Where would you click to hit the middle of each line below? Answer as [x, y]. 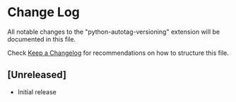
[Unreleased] [37, 75]
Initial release [37, 91]
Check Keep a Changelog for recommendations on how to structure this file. [118, 53]
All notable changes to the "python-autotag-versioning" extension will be [114, 32]
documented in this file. [42, 39]
